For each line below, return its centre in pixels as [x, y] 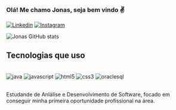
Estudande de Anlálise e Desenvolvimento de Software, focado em [88, 94]
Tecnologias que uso [46, 55]
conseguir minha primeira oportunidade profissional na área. [81, 100]
